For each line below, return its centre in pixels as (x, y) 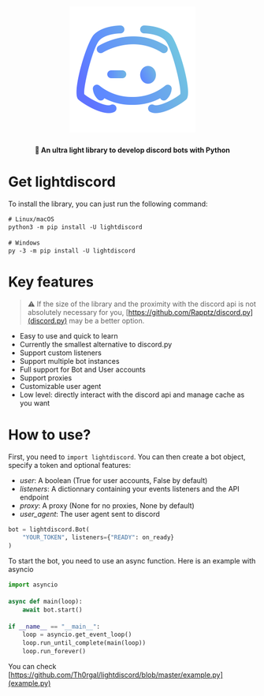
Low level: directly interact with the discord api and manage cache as (132, 395)
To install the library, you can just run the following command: (108, 204)
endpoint (34, 497)
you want (35, 402)
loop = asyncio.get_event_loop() (77, 635)
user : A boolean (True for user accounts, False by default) (113, 480)
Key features (51, 282)
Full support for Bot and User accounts (82, 369)
